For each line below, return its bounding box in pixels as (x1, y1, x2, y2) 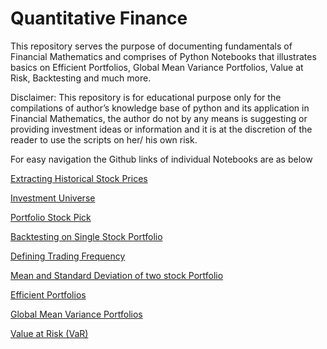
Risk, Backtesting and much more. (10, 72, 152, 84)
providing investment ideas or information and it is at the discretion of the (10, 123, 313, 135)
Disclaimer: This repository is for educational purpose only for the (10, 91, 282, 103)
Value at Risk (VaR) (10, 327, 89, 339)
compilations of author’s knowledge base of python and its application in (10, 102, 310, 114)
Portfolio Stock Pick (10, 211, 92, 223)
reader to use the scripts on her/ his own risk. (10, 133, 198, 146)
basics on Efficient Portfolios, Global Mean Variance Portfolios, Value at (10, 61, 304, 73)
